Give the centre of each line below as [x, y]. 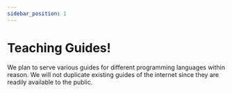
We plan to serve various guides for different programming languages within [116, 67]
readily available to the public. [50, 82]
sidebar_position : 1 [37, 14]
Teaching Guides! [59, 48]
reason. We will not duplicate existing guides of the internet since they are [113, 74]
